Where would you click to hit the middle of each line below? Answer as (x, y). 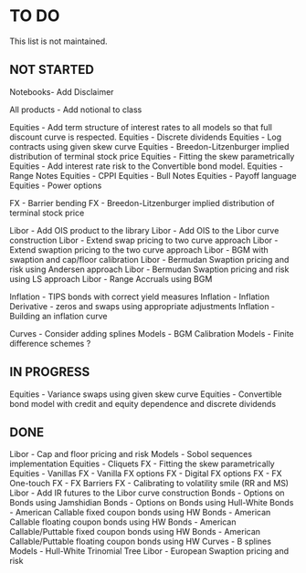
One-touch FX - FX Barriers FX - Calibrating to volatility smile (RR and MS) (149, 484)
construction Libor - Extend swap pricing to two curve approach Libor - (144, 240)
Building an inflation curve (58, 316)
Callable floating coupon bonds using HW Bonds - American (123, 522)
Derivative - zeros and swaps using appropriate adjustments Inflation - (142, 306)
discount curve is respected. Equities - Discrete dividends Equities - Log (146, 137)
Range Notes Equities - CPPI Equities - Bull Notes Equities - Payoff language (153, 175)
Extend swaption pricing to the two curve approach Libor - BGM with (139, 250)
